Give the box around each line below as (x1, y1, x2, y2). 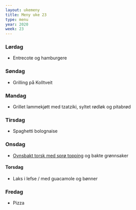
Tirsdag (5, 116, 26, 123)
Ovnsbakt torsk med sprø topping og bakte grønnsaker (12, 152, 129, 158)
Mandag (5, 92, 27, 99)
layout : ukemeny (5, 7, 40, 13)
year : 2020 (5, 21, 29, 27)
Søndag (5, 67, 26, 75)
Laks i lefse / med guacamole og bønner (12, 175, 98, 181)
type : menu (5, 17, 29, 22)
